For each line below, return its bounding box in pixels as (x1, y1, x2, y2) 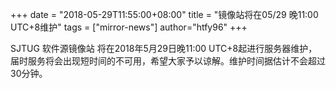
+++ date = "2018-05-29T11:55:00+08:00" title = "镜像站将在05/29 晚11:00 (10, 9, 319, 20)
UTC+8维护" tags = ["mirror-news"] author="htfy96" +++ (10, 21, 248, 33)
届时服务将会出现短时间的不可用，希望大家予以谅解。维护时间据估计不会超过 (10, 55, 326, 67)
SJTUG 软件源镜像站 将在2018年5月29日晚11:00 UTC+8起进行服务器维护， (10, 43, 318, 54)
